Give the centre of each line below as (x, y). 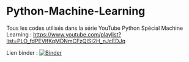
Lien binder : (22, 52)
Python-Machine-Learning (76, 11)
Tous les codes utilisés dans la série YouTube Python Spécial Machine (95, 28)
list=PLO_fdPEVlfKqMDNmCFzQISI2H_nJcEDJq (66, 41)
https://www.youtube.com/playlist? (77, 34)
